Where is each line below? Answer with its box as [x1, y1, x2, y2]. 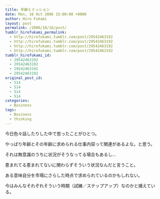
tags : [5, 107, 16, 113]
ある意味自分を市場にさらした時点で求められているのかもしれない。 [5, 172, 143, 178]
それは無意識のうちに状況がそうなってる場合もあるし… [5, 151, 116, 157]
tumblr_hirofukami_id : [5, 52, 52, 58]
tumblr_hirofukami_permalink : [5, 30, 67, 35]
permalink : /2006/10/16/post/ [5, 25, 67, 30]
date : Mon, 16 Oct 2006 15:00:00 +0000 [5, 12, 87, 17]
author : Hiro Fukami [5, 16, 48, 21]
